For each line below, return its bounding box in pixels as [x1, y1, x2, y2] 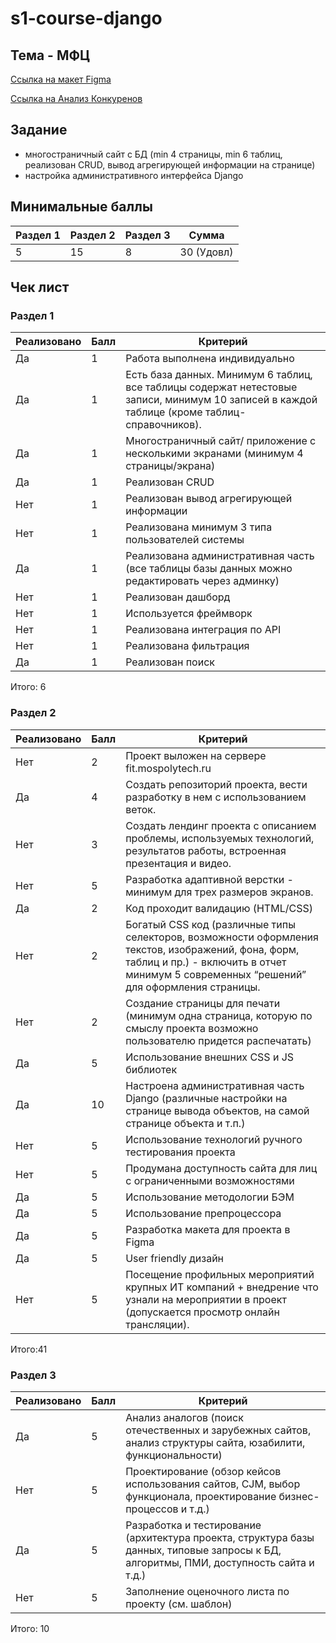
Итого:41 [10, 1343, 48, 1355]
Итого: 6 [10, 681, 47, 693]
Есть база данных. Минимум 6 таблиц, [125, 368, 313, 382]
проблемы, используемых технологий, [125, 831, 315, 845]
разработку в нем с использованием [125, 790, 307, 804]
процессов [125, 1502, 179, 1516]
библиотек [125, 1062, 178, 1076]
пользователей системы [125, 533, 245, 547]
